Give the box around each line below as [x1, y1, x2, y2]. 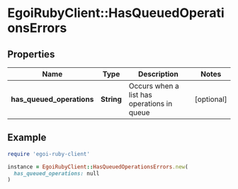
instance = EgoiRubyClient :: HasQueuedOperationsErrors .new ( [7, 163, 189, 171]
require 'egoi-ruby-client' [7, 150, 91, 157]
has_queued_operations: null [13, 170, 100, 177]
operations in [128, 99, 173, 108]
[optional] [194, 94, 227, 104]
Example [7, 132, 47, 144]
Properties [7, 48, 55, 60]
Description [137, 69, 178, 79]
